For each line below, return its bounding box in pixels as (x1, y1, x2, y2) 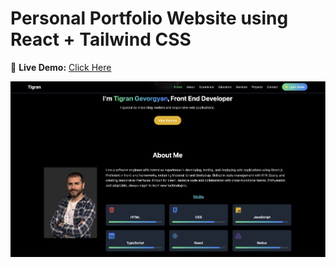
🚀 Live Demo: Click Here (10, 61, 112, 73)
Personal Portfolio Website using (10, 7, 289, 30)
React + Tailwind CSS (10, 28, 192, 51)
